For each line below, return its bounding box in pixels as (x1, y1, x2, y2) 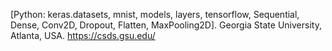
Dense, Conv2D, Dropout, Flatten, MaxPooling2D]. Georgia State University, (10, 19, 322, 31)
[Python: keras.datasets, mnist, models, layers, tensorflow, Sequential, (10, 9, 300, 20)
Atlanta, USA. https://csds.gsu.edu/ (10, 30, 156, 41)
